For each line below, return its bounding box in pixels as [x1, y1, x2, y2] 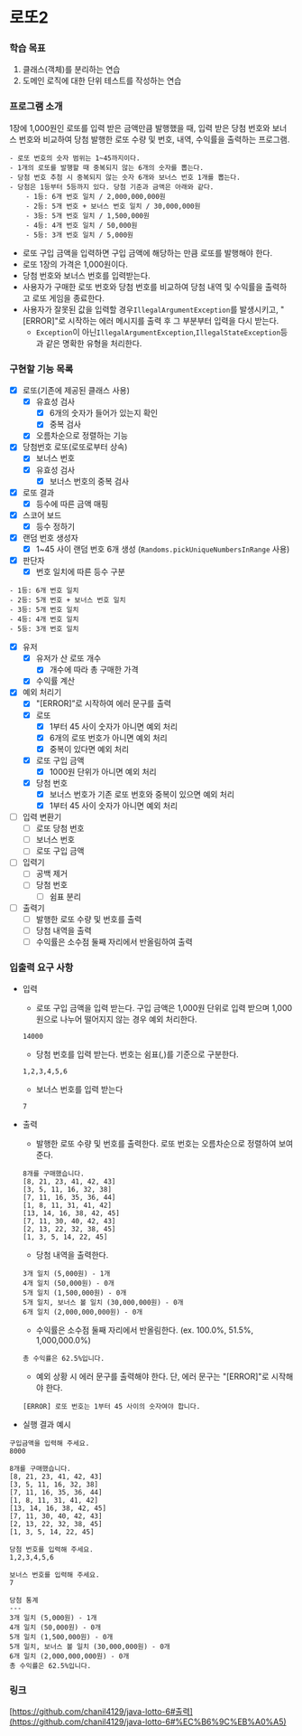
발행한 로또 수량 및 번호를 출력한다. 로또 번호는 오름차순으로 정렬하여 [35, 1138, 277, 1149]
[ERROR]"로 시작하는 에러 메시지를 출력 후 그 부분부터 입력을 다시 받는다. [22, 315, 279, 325]
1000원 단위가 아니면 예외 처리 [49, 766, 157, 777]
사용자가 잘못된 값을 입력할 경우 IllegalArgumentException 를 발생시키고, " [22, 304, 285, 315]
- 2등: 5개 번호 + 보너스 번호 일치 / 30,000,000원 [25, 202, 201, 211]
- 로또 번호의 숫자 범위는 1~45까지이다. [9, 154, 141, 163]
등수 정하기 [35, 521, 75, 532]
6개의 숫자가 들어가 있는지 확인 [49, 408, 159, 419]
